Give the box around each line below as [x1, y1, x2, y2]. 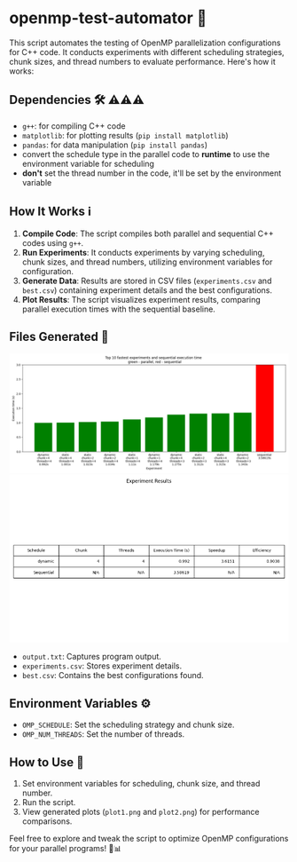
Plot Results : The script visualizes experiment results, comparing [21, 294, 262, 304]
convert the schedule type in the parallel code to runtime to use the [21, 148, 270, 159]
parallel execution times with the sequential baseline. [21, 304, 215, 314]
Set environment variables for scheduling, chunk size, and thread [21, 778, 261, 788]
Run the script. [21, 796, 76, 807]
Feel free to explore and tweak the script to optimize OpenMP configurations [9, 833, 289, 843]
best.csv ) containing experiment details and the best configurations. [21, 284, 273, 296]
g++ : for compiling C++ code [21, 120, 126, 131]
